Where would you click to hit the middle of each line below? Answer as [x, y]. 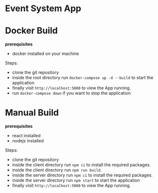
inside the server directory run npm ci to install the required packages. [82, 175]
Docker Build [31, 31]
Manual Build [32, 113]
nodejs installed [28, 141]
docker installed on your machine [45, 53]
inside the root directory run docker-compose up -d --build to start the [83, 78]
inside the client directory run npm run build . [57, 170]
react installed [26, 136]
